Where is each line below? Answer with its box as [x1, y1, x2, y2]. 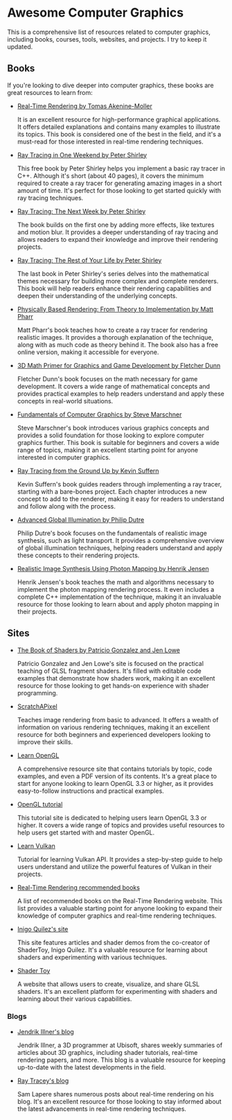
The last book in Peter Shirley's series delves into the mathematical [17, 269, 209, 278]
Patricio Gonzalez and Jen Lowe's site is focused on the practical [17, 659, 204, 667]
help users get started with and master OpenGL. [17, 828, 155, 837]
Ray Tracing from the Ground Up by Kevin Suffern [17, 466, 159, 475]
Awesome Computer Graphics [7, 5, 184, 21]
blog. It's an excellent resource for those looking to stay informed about [17, 1097, 222, 1105]
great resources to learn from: [7, 88, 93, 96]
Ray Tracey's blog [17, 1076, 69, 1085]
